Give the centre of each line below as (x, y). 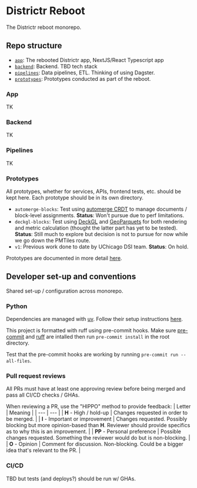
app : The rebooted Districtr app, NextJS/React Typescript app (89, 60)
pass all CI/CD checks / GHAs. (43, 395)
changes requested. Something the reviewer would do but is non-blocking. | (98, 438)
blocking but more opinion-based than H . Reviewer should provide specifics (98, 425)
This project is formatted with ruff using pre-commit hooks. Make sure (91, 330)
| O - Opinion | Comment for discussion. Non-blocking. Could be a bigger (95, 444)
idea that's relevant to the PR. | (44, 450)
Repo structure (34, 46)
